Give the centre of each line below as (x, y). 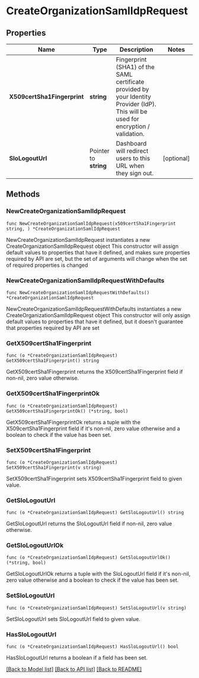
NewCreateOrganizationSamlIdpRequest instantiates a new (78, 239)
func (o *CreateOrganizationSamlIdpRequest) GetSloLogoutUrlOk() (88, 558)
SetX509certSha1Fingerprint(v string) (54, 468)
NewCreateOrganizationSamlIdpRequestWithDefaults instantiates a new (94, 309)
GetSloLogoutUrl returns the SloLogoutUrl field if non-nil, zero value (89, 524)
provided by (132, 89)
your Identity (133, 97)
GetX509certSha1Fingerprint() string (53, 361)
